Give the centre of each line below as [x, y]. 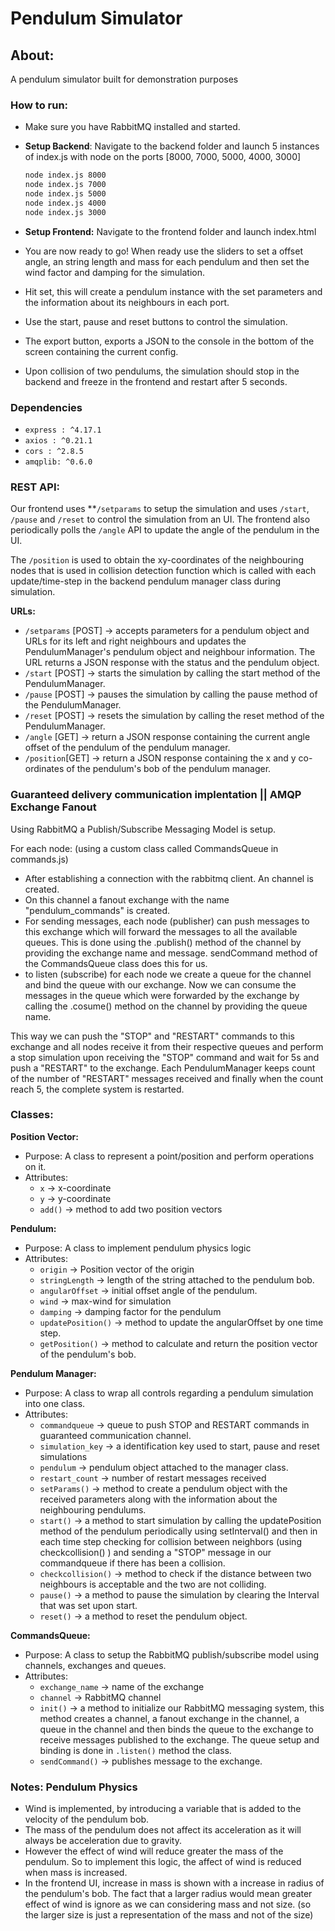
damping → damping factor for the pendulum [130, 1311]
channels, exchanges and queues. [95, 1665]
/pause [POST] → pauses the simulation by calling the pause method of [171, 694]
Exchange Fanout [53, 807]
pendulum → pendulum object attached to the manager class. [164, 1467]
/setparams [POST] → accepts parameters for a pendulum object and [167, 631]
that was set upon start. [88, 1605]
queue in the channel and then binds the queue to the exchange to [176, 1729]
